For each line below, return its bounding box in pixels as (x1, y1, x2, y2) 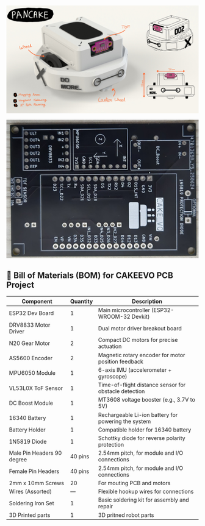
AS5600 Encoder (9, 355, 53, 362)
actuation (98, 343, 122, 350)
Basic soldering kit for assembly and (98, 496, 189, 503)
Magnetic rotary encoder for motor (98, 351, 185, 358)
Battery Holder (9, 426, 46, 433)
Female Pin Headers (9, 467, 60, 475)
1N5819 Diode (9, 438, 47, 445)
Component (21, 297, 53, 305)
